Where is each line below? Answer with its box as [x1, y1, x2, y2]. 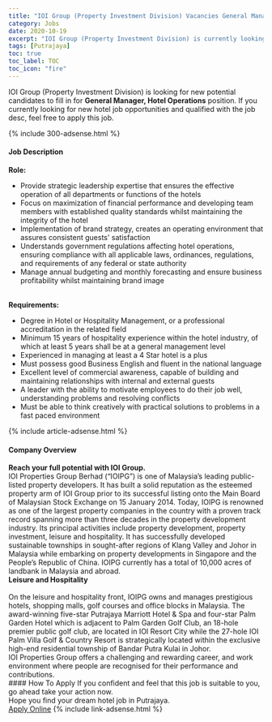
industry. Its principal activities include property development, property [8, 523, 246, 533]
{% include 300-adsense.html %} [8, 128, 121, 138]
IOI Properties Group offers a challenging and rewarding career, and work [8, 652, 253, 662]
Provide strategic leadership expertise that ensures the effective [19, 180, 235, 191]
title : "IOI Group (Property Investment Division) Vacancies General [8, 11, 249, 20]
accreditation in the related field [19, 324, 127, 333]
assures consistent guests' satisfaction [19, 232, 151, 242]
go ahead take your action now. [8, 687, 113, 697]
